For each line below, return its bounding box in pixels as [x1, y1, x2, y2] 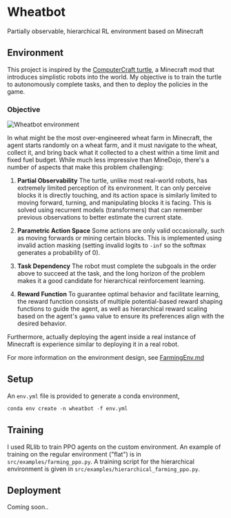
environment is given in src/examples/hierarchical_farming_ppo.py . [7, 464, 201, 473]
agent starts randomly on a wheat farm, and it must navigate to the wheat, [7, 141, 218, 149]
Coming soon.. [7, 503, 49, 511]
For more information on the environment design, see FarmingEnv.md [7, 354, 205, 362]
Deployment [7, 484, 61, 496]
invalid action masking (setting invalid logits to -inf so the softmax [17, 241, 206, 249]
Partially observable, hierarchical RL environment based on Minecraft [7, 27, 203, 35]
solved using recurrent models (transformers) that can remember [17, 206, 203, 214]
